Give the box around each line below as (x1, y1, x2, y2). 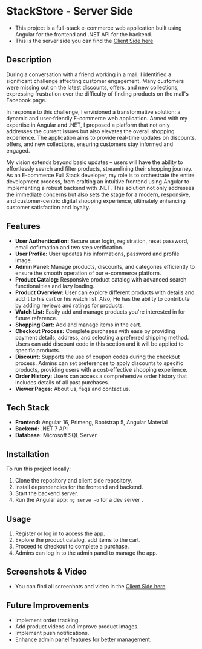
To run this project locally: (6, 465, 71, 473)
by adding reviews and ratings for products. (15, 301, 124, 309)
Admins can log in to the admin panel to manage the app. (15, 549, 158, 556)
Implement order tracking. (15, 616, 80, 624)
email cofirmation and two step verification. (15, 243, 124, 251)
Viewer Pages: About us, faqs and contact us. (15, 385, 131, 392)
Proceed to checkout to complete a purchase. (15, 543, 129, 550)
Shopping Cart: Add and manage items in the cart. (15, 321, 142, 328)
